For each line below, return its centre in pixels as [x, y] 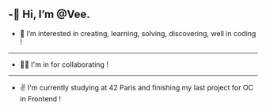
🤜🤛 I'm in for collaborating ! [64, 64]
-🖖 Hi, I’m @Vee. [49, 15]
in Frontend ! [40, 98]
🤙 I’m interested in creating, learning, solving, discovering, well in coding [138, 33]
